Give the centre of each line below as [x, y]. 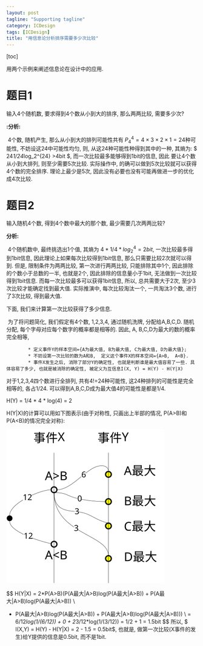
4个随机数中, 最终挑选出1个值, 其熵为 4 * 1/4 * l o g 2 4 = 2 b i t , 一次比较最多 [98, 249]
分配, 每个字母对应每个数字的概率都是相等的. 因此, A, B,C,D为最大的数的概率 [101, 329]
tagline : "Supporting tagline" [46, 19]
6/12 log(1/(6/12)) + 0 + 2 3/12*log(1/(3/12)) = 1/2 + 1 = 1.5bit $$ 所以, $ [101, 621]
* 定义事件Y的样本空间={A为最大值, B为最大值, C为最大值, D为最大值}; [108, 349]
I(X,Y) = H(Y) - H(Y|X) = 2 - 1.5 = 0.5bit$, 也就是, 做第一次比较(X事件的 [103, 629]
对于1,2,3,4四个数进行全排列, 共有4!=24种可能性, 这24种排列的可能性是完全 [100, 381]
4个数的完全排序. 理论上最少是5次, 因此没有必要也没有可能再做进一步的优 [98, 171]
